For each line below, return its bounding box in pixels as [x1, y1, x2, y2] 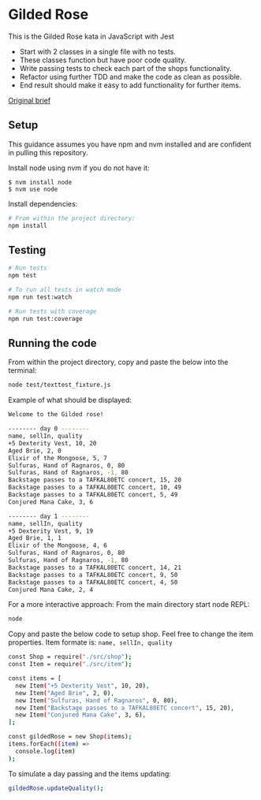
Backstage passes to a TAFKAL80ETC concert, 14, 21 [8, 564, 181, 571]
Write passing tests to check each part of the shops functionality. [19, 63, 233, 73]
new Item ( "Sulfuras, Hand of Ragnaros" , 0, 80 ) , [15, 696, 178, 705]
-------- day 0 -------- [8, 425, 90, 433]
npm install [8, 221, 47, 229]
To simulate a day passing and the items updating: [8, 768, 172, 778]
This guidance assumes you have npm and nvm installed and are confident [8, 140, 252, 149]
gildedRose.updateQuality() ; [8, 784, 104, 792]
